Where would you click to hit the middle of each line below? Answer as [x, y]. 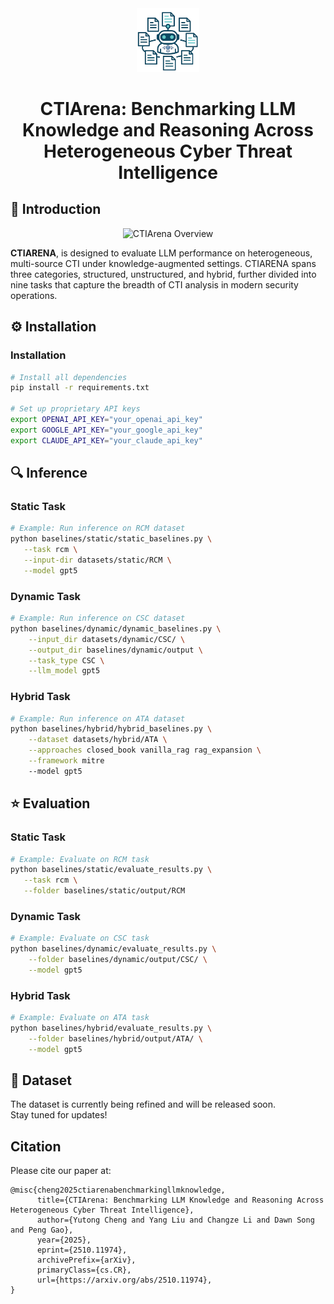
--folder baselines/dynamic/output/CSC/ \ [118, 960]
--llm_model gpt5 [64, 671]
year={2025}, [64, 1240]
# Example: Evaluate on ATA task [80, 1018]
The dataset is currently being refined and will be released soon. [143, 1104]
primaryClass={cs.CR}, [84, 1270]
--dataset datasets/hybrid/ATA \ [98, 740]
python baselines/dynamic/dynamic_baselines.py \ [116, 628]
